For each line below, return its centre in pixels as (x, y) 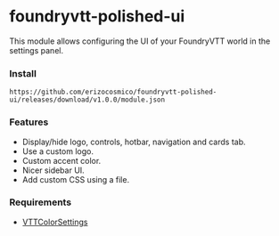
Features (29, 122)
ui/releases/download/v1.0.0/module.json (87, 100)
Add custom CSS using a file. (76, 179)
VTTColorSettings (55, 222)
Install (23, 73)
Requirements (41, 202)
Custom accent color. (62, 160)
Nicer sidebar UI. (53, 170)
